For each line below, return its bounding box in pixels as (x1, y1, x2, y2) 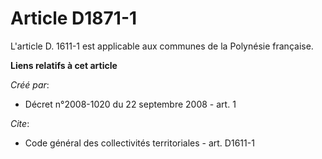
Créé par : (10, 78, 50, 91)
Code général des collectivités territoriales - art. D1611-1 (24, 137, 255, 149)
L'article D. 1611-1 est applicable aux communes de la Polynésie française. (10, 40, 314, 52)
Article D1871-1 (10, 7, 138, 30)
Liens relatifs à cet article (10, 59, 118, 71)
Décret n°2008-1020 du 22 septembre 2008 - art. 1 (24, 98, 237, 110)
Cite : (10, 117, 30, 129)
